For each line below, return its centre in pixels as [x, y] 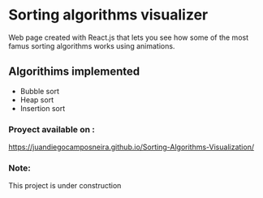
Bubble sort [39, 91]
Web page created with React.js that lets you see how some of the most [129, 37]
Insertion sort [43, 108]
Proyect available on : [52, 129]
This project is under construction [65, 186]
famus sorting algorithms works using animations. [92, 45]
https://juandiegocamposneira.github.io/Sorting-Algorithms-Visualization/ [131, 147]
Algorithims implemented [74, 72]
